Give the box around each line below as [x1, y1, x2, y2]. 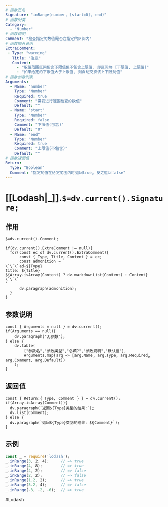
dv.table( [14, 343, 36, 348]
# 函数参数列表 [5, 74, 33, 80]
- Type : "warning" [7, 50, 47, 55]
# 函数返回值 [5, 156, 29, 161]
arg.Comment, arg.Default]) [5, 358, 66, 363]
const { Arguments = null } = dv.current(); [5, 324, 102, 329]
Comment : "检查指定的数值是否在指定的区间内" [5, 36, 92, 42]
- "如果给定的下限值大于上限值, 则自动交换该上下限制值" [16, 70, 123, 75]
